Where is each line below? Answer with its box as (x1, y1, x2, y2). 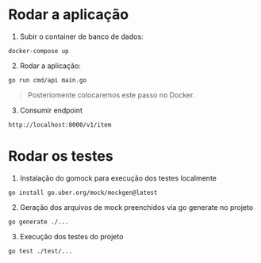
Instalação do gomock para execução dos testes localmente (19, 173, 217, 183)
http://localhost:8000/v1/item (8, 120, 112, 128)
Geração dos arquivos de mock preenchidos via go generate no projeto (19, 202, 254, 212)
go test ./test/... (8, 247, 73, 255)
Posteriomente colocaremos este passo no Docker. (27, 90, 195, 100)
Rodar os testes (8, 147, 113, 166)
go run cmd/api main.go (8, 76, 87, 84)
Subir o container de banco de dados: (19, 32, 144, 41)
